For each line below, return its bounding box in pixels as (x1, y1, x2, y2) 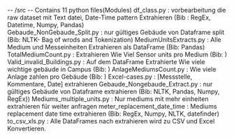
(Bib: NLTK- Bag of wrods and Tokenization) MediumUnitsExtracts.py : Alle (7, 36, 221, 44)
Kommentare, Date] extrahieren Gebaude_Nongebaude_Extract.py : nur (7, 80, 213, 88)
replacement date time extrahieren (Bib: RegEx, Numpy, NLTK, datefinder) (7, 109, 220, 118)
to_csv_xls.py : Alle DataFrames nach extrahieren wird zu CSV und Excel (7, 117, 215, 125)
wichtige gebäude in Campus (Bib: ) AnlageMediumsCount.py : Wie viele (7, 66, 217, 73)
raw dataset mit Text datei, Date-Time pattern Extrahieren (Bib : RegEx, (7, 13, 211, 22)
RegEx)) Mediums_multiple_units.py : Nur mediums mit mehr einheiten (7, 95, 209, 103)
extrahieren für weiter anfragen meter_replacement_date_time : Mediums (7, 102, 217, 110)
